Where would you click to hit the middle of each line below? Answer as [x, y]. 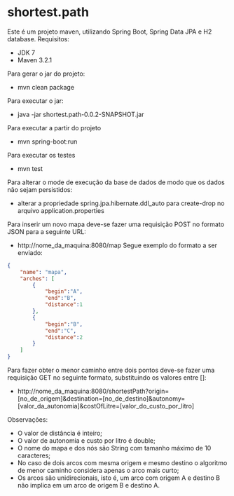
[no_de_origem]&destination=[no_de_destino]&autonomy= [101, 399]
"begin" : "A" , [63, 291]
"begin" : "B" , [63, 324]
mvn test [30, 168]
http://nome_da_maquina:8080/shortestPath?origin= [93, 391]
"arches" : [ [37, 278]
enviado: [30, 252]
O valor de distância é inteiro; [60, 433]
